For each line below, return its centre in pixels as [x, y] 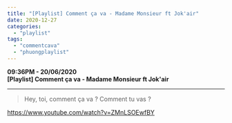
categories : [24, 26]
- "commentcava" [37, 46]
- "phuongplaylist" [41, 53]
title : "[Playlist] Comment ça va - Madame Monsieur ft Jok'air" [103, 13]
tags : [15, 39]
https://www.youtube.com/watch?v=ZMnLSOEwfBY [81, 112]
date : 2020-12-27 [32, 20]
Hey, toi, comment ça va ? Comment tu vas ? [88, 99]
